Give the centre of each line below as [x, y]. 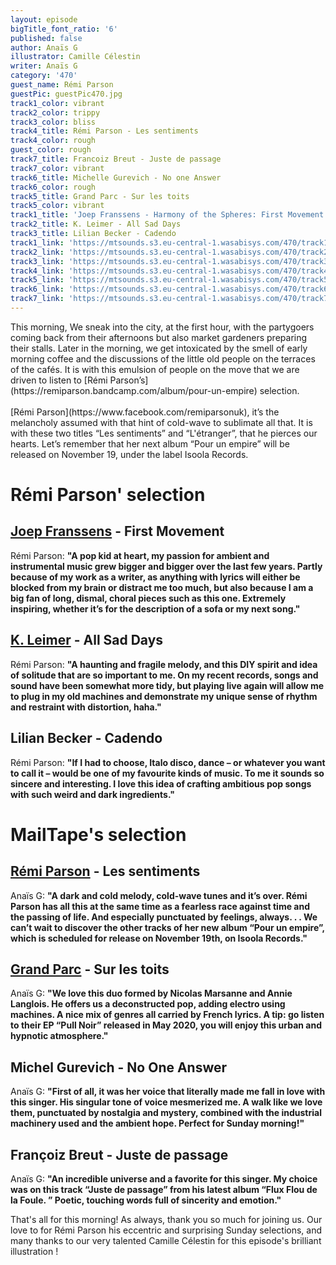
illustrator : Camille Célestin [75, 57]
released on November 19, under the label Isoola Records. [129, 454]
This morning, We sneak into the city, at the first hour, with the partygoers [162, 327]
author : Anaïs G [44, 47]
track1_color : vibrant [57, 103]
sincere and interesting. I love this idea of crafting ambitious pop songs [161, 783]
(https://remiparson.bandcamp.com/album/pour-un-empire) [134, 390]
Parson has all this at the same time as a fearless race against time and [160, 906]
